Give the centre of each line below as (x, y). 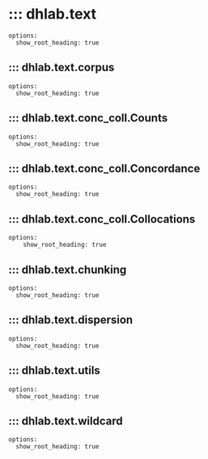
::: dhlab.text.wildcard (66, 421)
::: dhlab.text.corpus (62, 68)
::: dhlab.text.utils (55, 370)
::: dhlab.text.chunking (68, 269)
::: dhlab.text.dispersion (71, 320)
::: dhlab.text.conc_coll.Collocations (102, 219)
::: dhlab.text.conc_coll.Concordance (104, 168)
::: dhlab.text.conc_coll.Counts (88, 118)
